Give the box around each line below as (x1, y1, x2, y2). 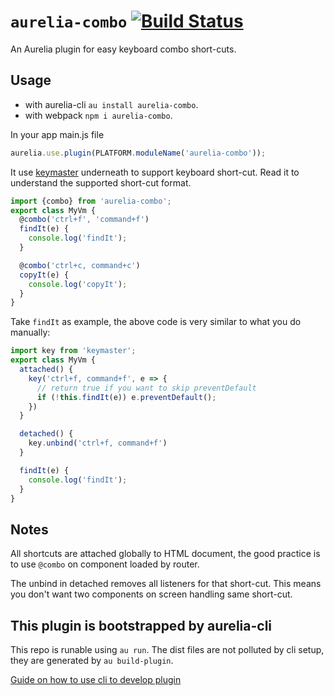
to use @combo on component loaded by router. (10, 558, 200, 570)
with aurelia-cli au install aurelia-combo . (24, 98, 199, 110)
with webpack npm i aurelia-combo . (24, 109, 173, 121)
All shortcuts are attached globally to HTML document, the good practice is (10, 548, 321, 560)
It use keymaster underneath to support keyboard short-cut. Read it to (10, 166, 300, 178)
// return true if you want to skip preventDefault (36, 383, 257, 393)
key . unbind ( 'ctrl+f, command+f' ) (28, 438, 168, 449)
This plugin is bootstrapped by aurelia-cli (10, 617, 273, 634)
